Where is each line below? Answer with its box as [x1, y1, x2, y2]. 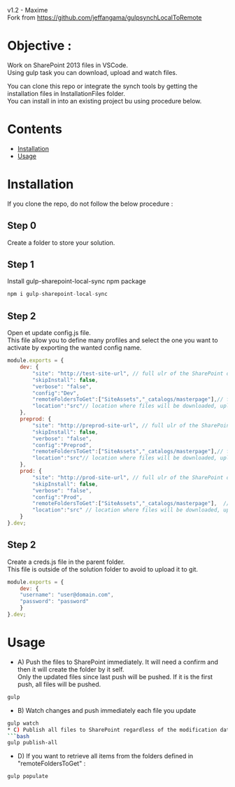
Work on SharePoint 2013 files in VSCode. [7, 61, 128, 69]
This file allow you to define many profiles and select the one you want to [7, 336, 218, 345]
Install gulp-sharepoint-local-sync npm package [7, 277, 147, 285]
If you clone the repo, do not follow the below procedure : [7, 199, 173, 208]
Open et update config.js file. [7, 329, 91, 337]
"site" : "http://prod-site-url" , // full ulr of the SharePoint [32, 474, 224, 481]
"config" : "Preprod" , [32, 441, 92, 448]
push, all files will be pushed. [17, 680, 101, 688]
